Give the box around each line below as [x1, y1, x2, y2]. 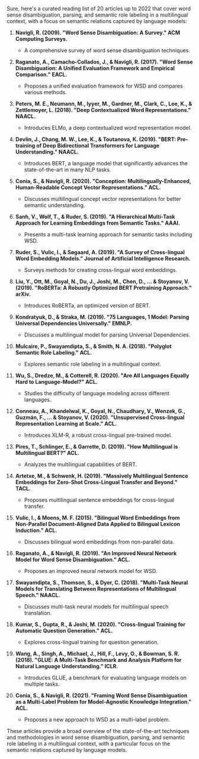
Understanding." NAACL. [15, 148, 79, 155]
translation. [24, 610, 52, 616]
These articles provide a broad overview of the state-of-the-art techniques [7, 728, 190, 734]
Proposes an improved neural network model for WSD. [24, 568, 158, 574]
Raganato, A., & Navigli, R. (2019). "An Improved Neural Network [15, 550, 177, 556]
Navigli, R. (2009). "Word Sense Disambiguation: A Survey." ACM [15, 29, 181, 36]
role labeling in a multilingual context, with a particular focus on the [7, 740, 171, 747]
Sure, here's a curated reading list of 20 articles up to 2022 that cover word [7, 5, 191, 12]
